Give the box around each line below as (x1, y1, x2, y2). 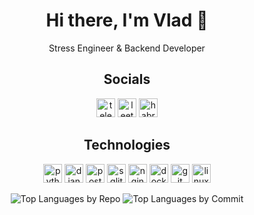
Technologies (83, 137, 171, 154)
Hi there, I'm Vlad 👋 (45, 9, 209, 32)
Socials (103, 71, 151, 88)
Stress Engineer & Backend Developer (48, 42, 206, 54)
